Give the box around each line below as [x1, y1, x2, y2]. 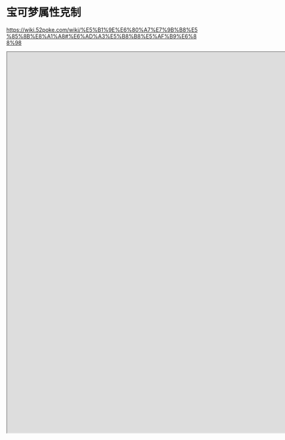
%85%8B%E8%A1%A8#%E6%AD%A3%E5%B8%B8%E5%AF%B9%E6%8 [6, 32, 197, 40]
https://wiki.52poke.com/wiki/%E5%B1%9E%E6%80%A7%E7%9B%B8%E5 [6, 26, 198, 34]
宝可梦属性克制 [6, 5, 82, 20]
